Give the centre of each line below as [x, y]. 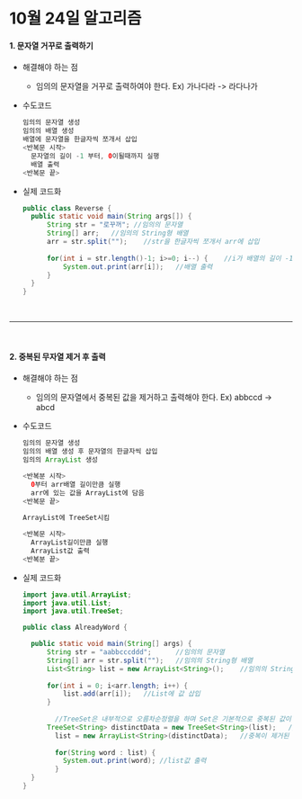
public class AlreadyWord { [75, 628]
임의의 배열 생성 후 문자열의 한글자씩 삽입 [90, 452]
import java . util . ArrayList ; [77, 595]
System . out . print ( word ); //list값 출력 [134, 761]
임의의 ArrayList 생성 [60, 460]
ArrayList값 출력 [60, 551]
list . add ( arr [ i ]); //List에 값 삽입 [131, 694]
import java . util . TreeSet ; [73, 611]
